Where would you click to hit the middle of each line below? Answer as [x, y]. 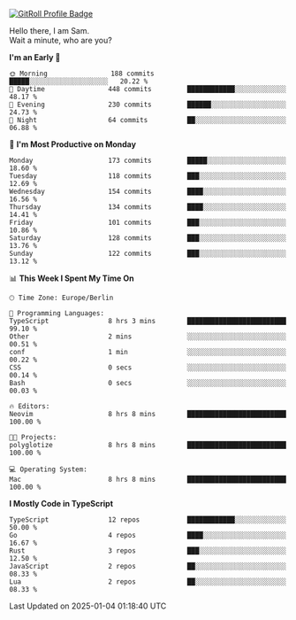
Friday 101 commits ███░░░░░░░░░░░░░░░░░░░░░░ [148, 222]
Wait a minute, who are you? [61, 40]
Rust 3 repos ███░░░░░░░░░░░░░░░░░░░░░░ [148, 551]
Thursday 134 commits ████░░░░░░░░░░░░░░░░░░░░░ [148, 207]
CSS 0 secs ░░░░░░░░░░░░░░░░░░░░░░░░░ [148, 368]
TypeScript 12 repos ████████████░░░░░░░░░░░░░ [148, 520]
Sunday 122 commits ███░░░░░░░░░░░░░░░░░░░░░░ [148, 253]
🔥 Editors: [30, 407]
